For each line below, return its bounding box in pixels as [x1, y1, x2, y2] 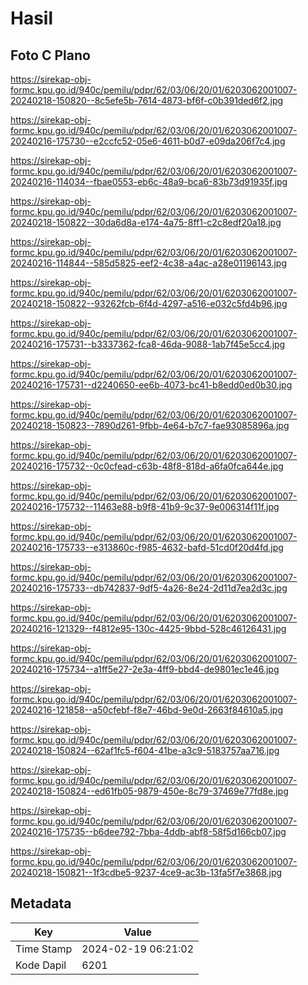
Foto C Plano [10, 47, 91, 64]
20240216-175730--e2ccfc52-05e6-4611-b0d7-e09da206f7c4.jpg [10, 135, 286, 147]
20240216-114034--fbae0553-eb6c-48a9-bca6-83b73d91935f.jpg [10, 176, 288, 187]
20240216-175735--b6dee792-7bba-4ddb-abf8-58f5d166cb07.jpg [10, 826, 287, 837]
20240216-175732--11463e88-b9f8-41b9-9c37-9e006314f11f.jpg [10, 501, 280, 512]
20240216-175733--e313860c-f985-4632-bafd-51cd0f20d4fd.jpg [10, 542, 284, 553]
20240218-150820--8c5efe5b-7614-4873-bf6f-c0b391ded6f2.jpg [10, 95, 284, 106]
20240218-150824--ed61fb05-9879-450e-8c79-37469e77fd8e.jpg [10, 785, 289, 797]
